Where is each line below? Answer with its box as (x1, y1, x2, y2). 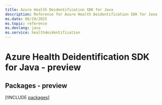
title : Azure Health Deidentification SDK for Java (5, 7, 113, 12)
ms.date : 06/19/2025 (5, 16, 48, 21)
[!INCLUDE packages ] (5, 95, 50, 100)
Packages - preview (5, 81, 67, 90)
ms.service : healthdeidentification (5, 30, 80, 35)
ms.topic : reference (5, 21, 48, 26)
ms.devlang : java (5, 26, 41, 31)
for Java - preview (5, 62, 81, 73)
